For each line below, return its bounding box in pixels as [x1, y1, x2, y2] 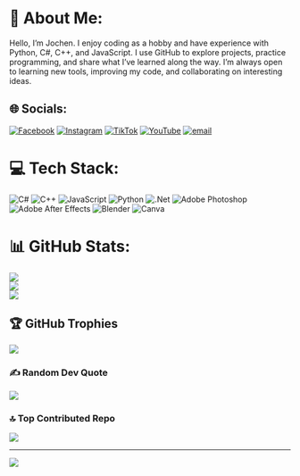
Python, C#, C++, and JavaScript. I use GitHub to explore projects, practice [9, 46, 287, 57]
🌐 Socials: [9, 102, 68, 117]
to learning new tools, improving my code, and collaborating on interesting [9, 66, 283, 77]
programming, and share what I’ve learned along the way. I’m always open [9, 56, 283, 67]
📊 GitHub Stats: [9, 236, 131, 256]
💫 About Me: [9, 8, 104, 29]
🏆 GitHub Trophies [9, 316, 119, 331]
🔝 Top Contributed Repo [9, 412, 116, 424]
